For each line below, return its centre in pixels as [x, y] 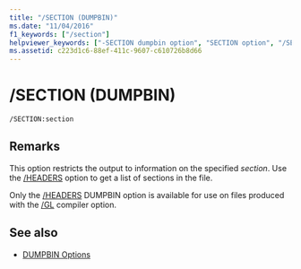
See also [34, 233]
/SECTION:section [42, 119]
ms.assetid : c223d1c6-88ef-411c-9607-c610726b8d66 [106, 51]
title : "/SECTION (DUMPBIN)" [64, 17]
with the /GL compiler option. [63, 204]
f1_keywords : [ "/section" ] [60, 34]
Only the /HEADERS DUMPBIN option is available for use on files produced [147, 195]
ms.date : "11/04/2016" [52, 26]
